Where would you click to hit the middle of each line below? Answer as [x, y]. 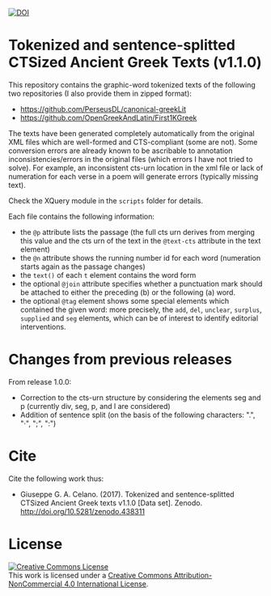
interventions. [43, 326]
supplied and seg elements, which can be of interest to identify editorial [139, 318]
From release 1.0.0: [40, 381]
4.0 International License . [106, 584]
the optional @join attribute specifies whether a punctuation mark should [141, 283]
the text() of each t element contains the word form [108, 275]
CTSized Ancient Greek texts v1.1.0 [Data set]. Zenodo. [111, 503]
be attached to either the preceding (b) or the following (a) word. [128, 292]
